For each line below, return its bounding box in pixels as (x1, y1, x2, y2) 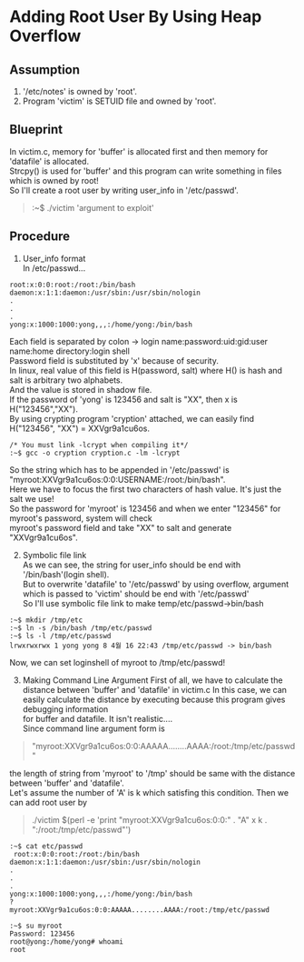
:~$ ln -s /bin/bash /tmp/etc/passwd (9, 623, 152, 633)
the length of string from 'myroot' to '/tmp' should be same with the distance (9, 767, 296, 778)
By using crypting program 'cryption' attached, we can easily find (9, 413, 255, 424)
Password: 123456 (9, 929, 75, 938)
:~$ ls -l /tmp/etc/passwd (9, 631, 112, 640)
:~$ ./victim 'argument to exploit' (31, 202, 154, 213)
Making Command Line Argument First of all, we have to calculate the (22, 675, 283, 686)
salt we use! (9, 493, 54, 504)
